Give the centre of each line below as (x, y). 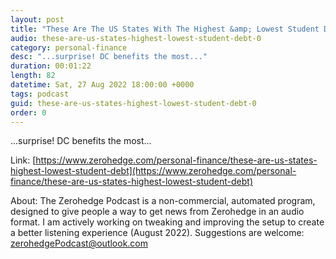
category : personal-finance (69, 47)
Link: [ (23, 160)
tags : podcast (40, 94)
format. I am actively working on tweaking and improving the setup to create (167, 222)
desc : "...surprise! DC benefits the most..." (109, 57)
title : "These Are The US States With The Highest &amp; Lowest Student (165, 29)
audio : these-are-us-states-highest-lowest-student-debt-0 (136, 38)
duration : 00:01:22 (51, 66)
